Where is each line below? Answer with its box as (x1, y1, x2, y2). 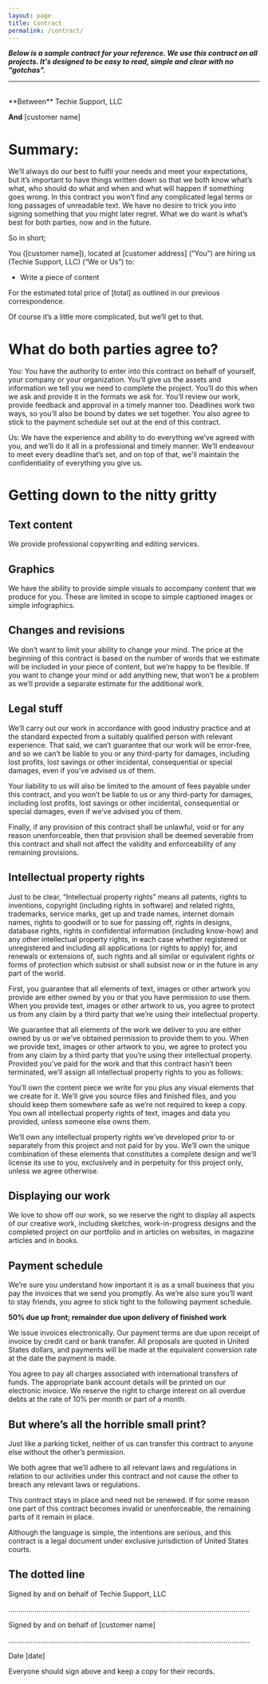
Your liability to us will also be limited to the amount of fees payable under (8, 780, 251, 791)
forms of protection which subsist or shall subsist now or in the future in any (8, 959, 258, 969)
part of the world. (8, 968, 66, 978)
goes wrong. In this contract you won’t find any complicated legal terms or (8, 193, 253, 202)
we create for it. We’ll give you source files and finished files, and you (8, 1091, 237, 1101)
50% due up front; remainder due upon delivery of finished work (8, 1313, 227, 1322)
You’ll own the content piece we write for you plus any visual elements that (8, 1082, 254, 1092)
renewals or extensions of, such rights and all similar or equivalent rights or (8, 951, 255, 961)
